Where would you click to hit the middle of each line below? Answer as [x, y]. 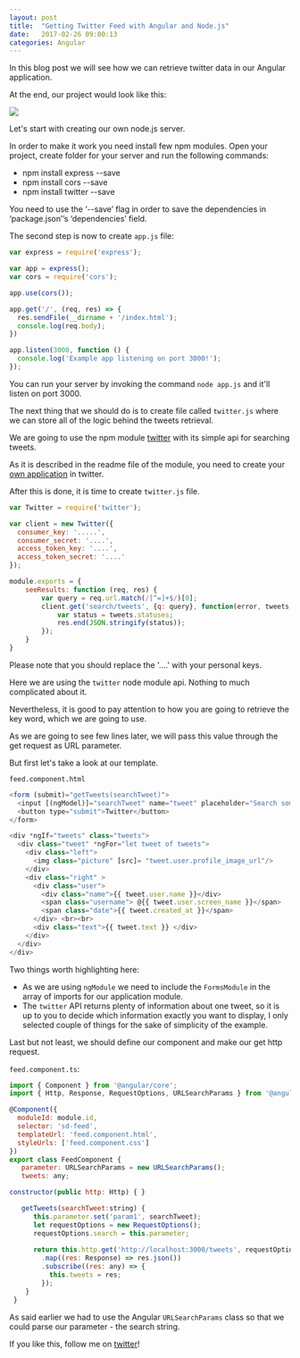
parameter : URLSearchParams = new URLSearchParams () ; [123, 1168]
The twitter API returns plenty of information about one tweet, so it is [150, 1006]
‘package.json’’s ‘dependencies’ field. [78, 219]
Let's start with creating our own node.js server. [97, 129]
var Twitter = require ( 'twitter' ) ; [75, 507]
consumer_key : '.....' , [61, 532]
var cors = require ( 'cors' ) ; [63, 277]
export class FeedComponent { [66, 1160]
